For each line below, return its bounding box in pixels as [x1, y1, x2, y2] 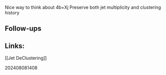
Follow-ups [5, 24, 42, 33]
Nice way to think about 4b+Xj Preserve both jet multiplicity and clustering [5, 5, 161, 10]
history [5, 10, 20, 16]
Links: [5, 42, 25, 50]
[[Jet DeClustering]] [5, 55, 47, 61]
